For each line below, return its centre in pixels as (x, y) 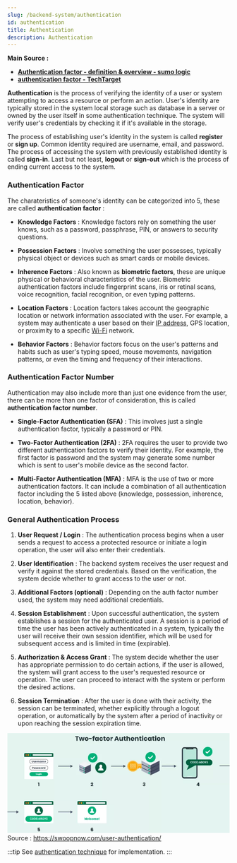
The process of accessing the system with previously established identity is (117, 152)
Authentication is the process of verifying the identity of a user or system (115, 93)
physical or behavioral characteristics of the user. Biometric (104, 279)
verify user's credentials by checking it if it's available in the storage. (107, 123)
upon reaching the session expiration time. (79, 723)
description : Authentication (50, 37)
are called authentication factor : (56, 208)
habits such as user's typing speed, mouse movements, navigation (115, 351)
